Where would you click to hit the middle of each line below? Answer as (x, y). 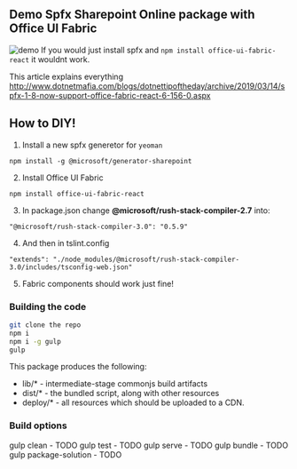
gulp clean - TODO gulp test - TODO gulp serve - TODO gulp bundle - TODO (149, 445)
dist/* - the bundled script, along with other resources (121, 393)
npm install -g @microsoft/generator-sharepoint (101, 161)
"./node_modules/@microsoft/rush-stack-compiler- (146, 259)
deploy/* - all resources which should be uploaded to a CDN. (133, 402)
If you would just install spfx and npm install (123, 50)
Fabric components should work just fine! (98, 283)
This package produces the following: (78, 367)
